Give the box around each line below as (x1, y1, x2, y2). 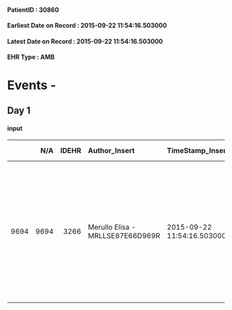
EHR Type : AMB (7, 53, 55, 62)
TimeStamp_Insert (166, 146, 229, 156)
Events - (7, 77, 57, 93)
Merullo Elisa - (88, 222, 136, 232)
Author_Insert (88, 146, 135, 156)
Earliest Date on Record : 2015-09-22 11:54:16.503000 (7, 21, 167, 30)
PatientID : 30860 (7, 6, 59, 14)
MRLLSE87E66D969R (88, 231, 161, 241)
